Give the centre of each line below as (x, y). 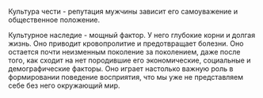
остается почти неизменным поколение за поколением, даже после (124, 52)
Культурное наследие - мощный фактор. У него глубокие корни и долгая (132, 35)
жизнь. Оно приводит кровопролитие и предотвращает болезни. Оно (126, 43)
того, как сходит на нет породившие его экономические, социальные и (130, 60)
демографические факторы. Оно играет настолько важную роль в (121, 69)
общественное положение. (54, 20)
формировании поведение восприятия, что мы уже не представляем (126, 77)
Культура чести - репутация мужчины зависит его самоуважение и (123, 11)
